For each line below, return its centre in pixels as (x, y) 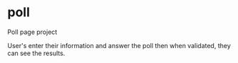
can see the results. (36, 53)
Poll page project (32, 32)
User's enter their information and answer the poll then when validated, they (119, 45)
